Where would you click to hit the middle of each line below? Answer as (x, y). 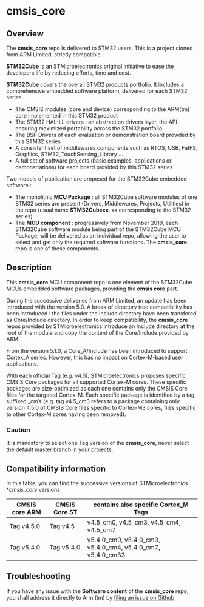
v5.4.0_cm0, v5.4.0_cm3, (124, 540)
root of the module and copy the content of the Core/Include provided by (98, 332)
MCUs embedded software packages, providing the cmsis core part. (93, 289)
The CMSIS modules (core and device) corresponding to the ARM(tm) (102, 109)
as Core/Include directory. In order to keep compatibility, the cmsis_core (97, 320)
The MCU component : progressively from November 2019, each (97, 223)
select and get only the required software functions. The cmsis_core (101, 242)
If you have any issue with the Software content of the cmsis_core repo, (97, 591)
